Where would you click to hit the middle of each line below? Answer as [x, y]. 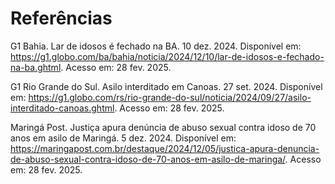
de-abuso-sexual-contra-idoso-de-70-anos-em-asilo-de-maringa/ [148, 159]
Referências [61, 18]
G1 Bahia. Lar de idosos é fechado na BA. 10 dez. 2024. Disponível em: [156, 46]
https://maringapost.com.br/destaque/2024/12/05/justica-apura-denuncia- [165, 148]
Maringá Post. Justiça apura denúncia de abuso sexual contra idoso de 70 [163, 127]
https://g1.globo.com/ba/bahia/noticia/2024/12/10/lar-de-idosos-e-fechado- [167, 56]
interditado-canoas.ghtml [62, 108]
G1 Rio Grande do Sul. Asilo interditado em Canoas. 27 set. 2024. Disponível [166, 86]
